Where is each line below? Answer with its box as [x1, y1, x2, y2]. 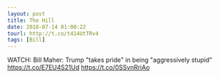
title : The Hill [7, 17, 55, 24]
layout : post [7, 10, 46, 18]
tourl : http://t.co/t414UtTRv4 [7, 30, 99, 37]
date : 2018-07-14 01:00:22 [7, 23, 86, 30]
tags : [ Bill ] [7, 37, 46, 44]
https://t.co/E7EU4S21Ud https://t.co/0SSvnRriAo [7, 63, 150, 72]
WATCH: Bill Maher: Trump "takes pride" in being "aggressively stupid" [7, 56, 213, 64]
